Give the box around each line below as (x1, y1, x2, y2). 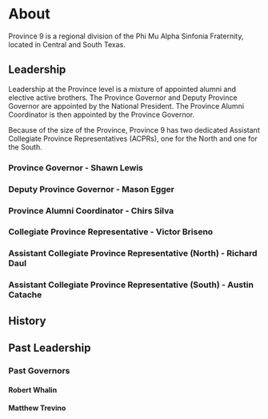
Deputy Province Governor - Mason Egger (8, 183, 174, 194)
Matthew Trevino (8, 403, 66, 413)
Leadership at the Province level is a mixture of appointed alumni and (8, 84, 236, 94)
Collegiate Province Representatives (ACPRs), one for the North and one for (8, 134, 258, 143)
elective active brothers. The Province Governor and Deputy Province (8, 93, 238, 102)
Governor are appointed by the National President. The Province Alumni (8, 101, 245, 110)
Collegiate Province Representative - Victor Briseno (8, 226, 214, 237)
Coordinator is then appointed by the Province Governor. (8, 110, 195, 119)
